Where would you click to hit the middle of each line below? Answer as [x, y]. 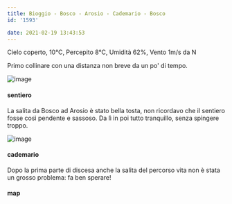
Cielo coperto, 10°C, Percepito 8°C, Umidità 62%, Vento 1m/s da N [102, 52]
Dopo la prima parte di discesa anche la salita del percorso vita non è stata [114, 170]
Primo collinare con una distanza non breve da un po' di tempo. [98, 66]
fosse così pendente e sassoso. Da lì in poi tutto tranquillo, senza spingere [113, 118]
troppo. [18, 125]
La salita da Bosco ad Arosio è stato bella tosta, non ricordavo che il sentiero [116, 110]
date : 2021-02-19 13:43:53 [46, 33]
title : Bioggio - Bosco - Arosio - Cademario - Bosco [87, 14]
